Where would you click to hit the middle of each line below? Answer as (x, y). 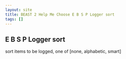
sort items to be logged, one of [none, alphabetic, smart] (63, 51)
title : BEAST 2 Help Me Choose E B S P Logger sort (60, 14)
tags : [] (14, 19)
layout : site (19, 10)
